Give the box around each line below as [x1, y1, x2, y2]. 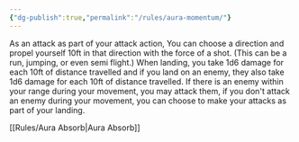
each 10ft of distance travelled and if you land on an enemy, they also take [9, 67, 285, 77]
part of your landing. [9, 104, 86, 115]
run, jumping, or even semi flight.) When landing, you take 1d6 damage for [9, 57, 285, 67]
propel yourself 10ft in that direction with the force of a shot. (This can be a [9, 47, 287, 58]
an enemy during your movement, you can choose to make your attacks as [9, 95, 286, 106]
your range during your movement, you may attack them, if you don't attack [9, 85, 290, 96]
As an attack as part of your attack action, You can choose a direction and [9, 38, 285, 49]
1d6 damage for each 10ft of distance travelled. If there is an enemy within [9, 75, 284, 86]
